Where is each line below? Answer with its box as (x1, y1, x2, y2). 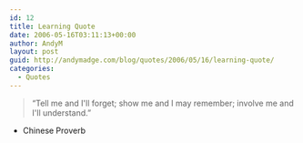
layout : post (9, 47, 59, 56)
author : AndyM (9, 38, 64, 48)
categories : (9, 65, 55, 74)
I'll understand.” (31, 107, 92, 118)
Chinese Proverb (22, 125, 86, 136)
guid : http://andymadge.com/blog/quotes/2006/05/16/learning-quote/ (9, 56, 275, 65)
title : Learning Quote (9, 22, 96, 31)
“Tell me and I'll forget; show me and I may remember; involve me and (31, 97, 294, 108)
